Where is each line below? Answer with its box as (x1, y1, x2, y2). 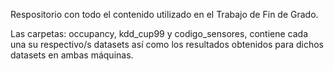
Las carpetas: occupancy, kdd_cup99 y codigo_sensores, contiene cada (10, 28, 308, 39)
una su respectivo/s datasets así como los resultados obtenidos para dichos (10, 39, 325, 50)
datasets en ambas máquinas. (10, 49, 134, 61)
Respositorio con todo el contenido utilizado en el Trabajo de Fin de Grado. (10, 9, 319, 20)
